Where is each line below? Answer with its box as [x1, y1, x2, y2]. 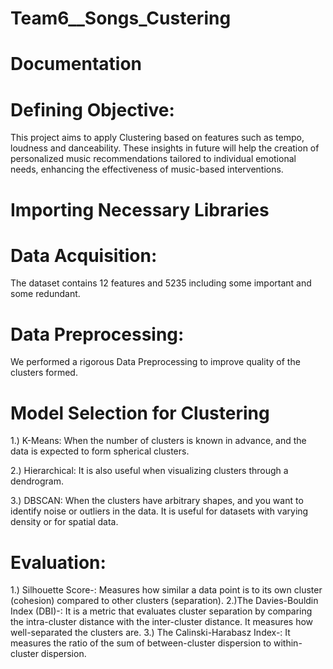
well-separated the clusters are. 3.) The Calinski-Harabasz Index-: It [10, 627, 291, 639]
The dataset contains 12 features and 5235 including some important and [10, 277, 312, 289]
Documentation [10, 53, 143, 76]
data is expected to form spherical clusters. [10, 445, 190, 457]
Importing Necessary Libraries [10, 198, 270, 221]
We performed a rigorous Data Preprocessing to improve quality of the [10, 356, 301, 368]
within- [273, 637, 303, 649]
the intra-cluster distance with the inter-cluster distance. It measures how [10, 616, 314, 628]
